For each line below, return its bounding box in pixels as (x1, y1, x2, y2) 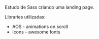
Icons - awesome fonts (12, 29, 60, 34)
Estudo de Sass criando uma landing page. (5, 4, 94, 10)
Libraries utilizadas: (5, 14, 46, 19)
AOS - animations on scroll (12, 23, 68, 29)
